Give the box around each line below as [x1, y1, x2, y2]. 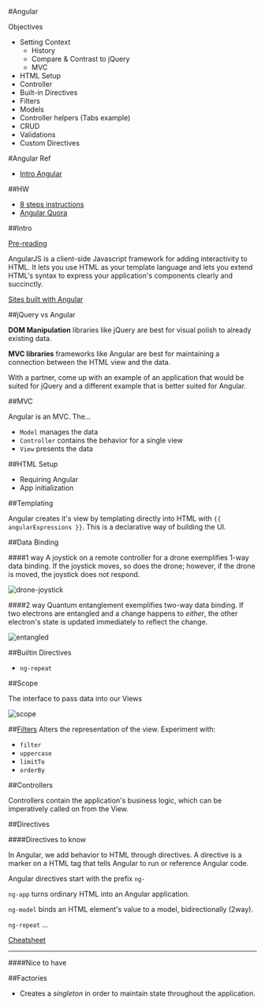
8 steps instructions [19, 199, 84, 209]
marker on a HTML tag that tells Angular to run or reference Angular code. [8, 859, 249, 867]
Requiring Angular [19, 475, 79, 484]
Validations [19, 130, 56, 139]
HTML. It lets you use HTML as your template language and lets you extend [8, 263, 253, 271]
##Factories [8, 974, 47, 982]
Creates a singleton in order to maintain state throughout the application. [19, 989, 256, 998]
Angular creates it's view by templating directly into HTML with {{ [8, 514, 222, 523]
